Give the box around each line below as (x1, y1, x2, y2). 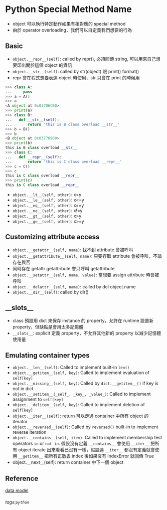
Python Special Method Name (5, 4, 132, 15)
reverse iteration (12, 429, 47, 435)
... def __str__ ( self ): (5, 117, 59, 122)
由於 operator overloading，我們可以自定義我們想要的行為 (12, 27, 132, 33)
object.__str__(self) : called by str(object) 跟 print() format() (12, 68, 139, 74)
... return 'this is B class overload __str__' (5, 122, 120, 127)
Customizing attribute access (5, 233, 100, 241)
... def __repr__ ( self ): (5, 154, 62, 159)
